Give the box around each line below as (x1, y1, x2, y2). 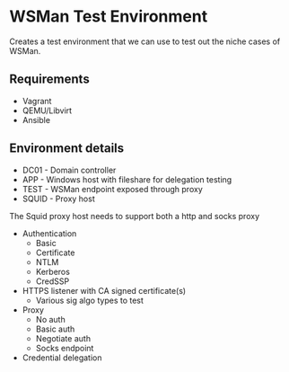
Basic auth (35, 323, 75, 334)
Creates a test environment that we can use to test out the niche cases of (9, 36, 281, 47)
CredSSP (35, 276, 70, 287)
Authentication (22, 227, 77, 239)
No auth (35, 314, 66, 324)
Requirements (9, 72, 90, 87)
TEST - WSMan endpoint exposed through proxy (22, 183, 204, 194)
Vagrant (22, 95, 52, 106)
